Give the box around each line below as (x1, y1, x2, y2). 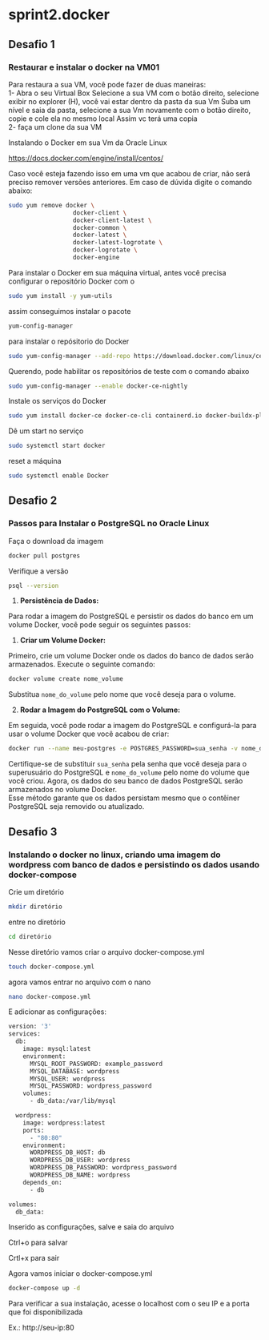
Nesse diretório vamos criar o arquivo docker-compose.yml (8, 947, 206, 956)
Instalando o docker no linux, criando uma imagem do (8, 849, 222, 860)
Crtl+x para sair (8, 1253, 60, 1263)
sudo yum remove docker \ (8, 201, 94, 209)
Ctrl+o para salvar (8, 1237, 68, 1247)
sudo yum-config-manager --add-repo (8, 352, 130, 360)
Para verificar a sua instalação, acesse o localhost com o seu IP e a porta (8, 1299, 250, 1309)
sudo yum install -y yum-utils (8, 292, 113, 300)
